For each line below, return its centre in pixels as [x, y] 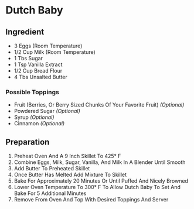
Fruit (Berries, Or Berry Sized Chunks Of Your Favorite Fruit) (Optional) [99, 105]
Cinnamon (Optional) [39, 124]
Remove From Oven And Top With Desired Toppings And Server [91, 200]
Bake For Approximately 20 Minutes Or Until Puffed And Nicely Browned [101, 181]
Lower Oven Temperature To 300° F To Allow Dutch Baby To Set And [97, 187]
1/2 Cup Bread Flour [38, 71]
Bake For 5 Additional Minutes [50, 193]
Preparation [28, 142]
